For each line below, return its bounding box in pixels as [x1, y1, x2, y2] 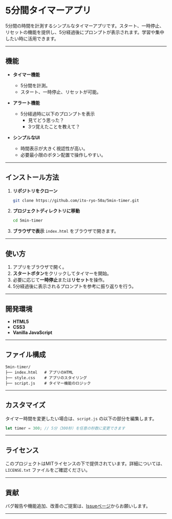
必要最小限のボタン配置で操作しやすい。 [20, 152, 106, 158]
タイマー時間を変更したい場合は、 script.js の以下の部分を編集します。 [5, 415, 157, 421]
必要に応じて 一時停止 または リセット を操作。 [12, 277, 107, 283]
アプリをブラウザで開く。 [12, 264, 67, 270]
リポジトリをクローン [12, 188, 58, 194]
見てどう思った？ [28, 117, 64, 123]
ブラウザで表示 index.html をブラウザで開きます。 [12, 228, 119, 234]
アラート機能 [12, 100, 40, 106]
